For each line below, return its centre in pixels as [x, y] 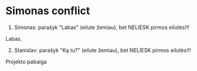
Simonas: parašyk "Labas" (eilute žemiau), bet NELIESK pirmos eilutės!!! [102, 27]
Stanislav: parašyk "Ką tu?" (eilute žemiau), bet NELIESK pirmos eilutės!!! [102, 50]
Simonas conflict [48, 11]
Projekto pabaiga [26, 62]
